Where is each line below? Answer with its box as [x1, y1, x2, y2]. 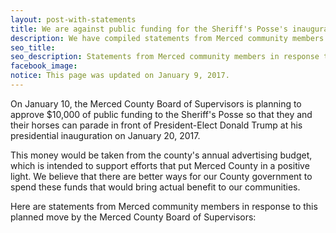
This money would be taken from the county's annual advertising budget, [10, 149, 313, 161]
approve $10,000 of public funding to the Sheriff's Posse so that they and [10, 108, 313, 120]
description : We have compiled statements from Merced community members [10, 33, 325, 43]
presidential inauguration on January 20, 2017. [10, 129, 201, 141]
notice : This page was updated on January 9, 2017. [10, 71, 230, 81]
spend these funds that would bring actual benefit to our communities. [10, 181, 301, 193]
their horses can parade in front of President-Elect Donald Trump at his [10, 119, 303, 131]
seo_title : [10, 42, 56, 53]
